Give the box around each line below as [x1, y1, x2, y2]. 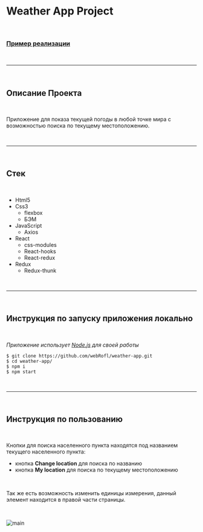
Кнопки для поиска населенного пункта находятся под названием [6, 442, 178, 449]
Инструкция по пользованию [6, 414, 123, 425]
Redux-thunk [24, 267, 57, 274]
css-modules [24, 241, 57, 248]
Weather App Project [6, 4, 114, 18]
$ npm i [6, 364, 26, 370]
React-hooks [24, 248, 56, 255]
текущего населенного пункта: [6, 448, 86, 455]
